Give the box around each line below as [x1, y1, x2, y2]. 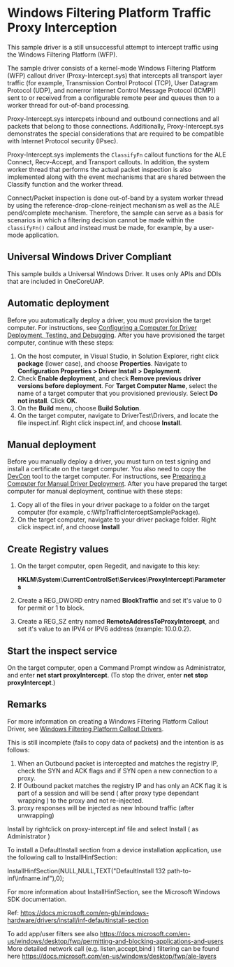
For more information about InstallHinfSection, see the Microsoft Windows [7, 887, 221, 896]
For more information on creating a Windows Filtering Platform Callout [7, 717, 209, 725]
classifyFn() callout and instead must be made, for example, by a [7, 223, 198, 231]
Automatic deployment [7, 297, 110, 309]
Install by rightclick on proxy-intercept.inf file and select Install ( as [7, 824, 199, 833]
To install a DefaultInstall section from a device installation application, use [7, 845, 222, 854]
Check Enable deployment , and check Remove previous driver [17, 374, 201, 382]
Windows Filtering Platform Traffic [7, 5, 212, 21]
